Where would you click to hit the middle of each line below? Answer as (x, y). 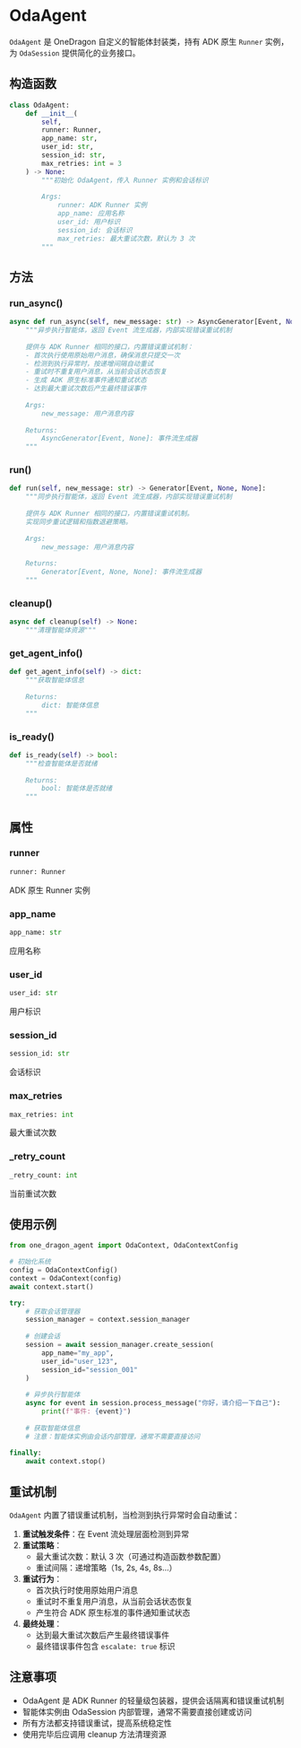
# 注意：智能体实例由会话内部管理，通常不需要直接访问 (113, 1437)
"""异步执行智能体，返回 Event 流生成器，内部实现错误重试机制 (129, 330)
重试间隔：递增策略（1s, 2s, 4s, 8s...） (106, 1568)
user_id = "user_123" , (80, 1361)
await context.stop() (65, 1462)
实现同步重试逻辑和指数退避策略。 (79, 521)
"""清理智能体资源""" (61, 630)
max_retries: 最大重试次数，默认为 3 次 (126, 239)
